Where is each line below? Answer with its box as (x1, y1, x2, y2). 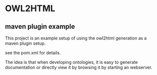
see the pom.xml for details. (5, 50, 61, 56)
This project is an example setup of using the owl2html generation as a (5, 35, 147, 41)
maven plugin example (5, 22, 75, 31)
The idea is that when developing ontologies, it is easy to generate (5, 59, 138, 65)
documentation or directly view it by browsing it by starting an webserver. (5, 64, 153, 70)
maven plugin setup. (5, 40, 46, 46)
